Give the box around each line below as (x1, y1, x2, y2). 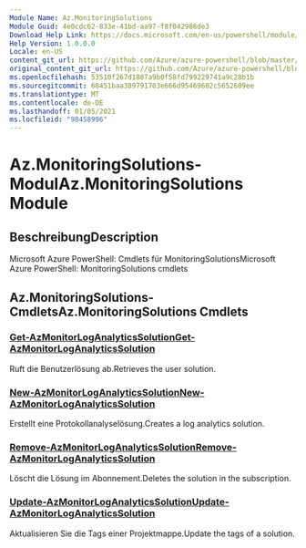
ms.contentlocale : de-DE (9, 98, 104, 108)
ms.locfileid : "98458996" (9, 115, 107, 124)
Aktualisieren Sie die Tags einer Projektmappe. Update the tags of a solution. (9, 528, 296, 539)
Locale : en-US (9, 47, 64, 57)
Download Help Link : (9, 30, 88, 39)
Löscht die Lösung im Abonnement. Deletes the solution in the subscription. (9, 473, 291, 484)
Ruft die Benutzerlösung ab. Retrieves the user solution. (9, 363, 217, 374)
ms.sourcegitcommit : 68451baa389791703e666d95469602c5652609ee (9, 81, 255, 90)
